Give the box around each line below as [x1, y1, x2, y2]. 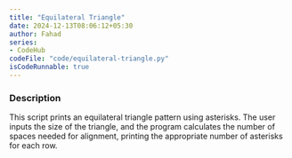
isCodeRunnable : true [9, 63, 90, 72]
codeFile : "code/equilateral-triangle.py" [9, 54, 169, 63]
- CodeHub [9, 46, 46, 55]
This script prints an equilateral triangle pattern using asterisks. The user [9, 112, 276, 122]
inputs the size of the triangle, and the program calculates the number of [9, 122, 276, 132]
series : [9, 37, 38, 47]
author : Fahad [9, 29, 62, 38]
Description [9, 91, 61, 104]
